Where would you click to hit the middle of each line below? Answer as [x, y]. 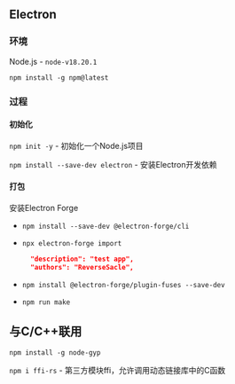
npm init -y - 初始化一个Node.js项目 [76, 145]
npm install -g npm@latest [59, 78]
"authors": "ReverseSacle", [82, 267]
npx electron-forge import [72, 244]
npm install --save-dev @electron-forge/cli [106, 227]
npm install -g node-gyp [55, 353]
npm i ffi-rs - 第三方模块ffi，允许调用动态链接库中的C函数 [117, 370]
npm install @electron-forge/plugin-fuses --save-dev [123, 285]
